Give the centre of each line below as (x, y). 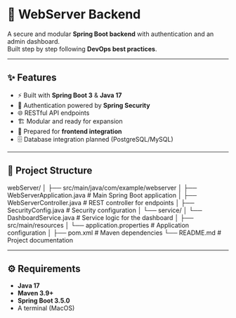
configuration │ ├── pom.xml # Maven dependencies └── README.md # (114, 233)
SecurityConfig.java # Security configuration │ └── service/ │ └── (105, 210)
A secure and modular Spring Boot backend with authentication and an (111, 34)
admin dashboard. (34, 41)
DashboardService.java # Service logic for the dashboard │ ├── (100, 217)
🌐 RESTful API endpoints (53, 113)
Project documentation (40, 240)
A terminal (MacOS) (46, 308)
